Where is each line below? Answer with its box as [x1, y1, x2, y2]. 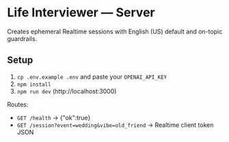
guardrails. [7, 34, 38, 42]
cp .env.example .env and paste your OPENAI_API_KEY [16, 72, 167, 81]
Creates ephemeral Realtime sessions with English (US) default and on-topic [7, 27, 223, 35]
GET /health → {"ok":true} [16, 113, 91, 122]
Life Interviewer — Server [7, 5, 155, 20]
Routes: [7, 100, 29, 109]
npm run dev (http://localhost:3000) [16, 87, 117, 95]
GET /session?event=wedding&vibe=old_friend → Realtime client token [16, 121, 214, 129]
